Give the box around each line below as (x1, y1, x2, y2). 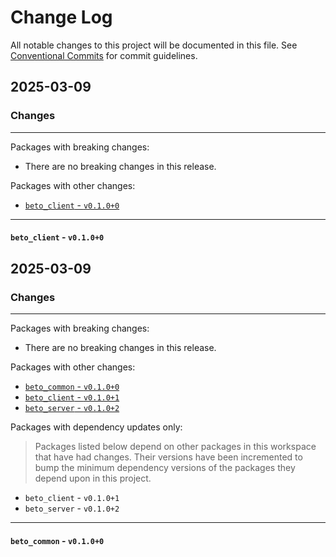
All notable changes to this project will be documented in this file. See (10, 39, 298, 51)
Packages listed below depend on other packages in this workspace (34, 440, 317, 452)
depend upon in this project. (34, 472, 152, 484)
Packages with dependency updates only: (10, 421, 183, 433)
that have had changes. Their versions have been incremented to (34, 451, 303, 463)
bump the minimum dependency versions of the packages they (34, 461, 296, 473)
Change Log (10, 6, 113, 29)
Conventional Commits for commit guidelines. (10, 49, 198, 61)
